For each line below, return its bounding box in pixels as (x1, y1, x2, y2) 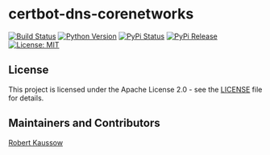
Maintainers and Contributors (8, 116, 161, 130)
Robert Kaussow (8, 137, 63, 147)
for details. (8, 93, 44, 103)
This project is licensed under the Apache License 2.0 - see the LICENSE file (8, 84, 263, 94)
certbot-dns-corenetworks (8, 5, 194, 23)
